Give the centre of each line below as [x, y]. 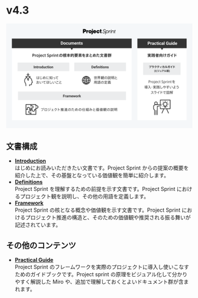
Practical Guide [34, 260]
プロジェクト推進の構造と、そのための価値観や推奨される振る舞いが [108, 218]
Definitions [29, 182]
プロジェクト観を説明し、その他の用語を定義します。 [85, 196]
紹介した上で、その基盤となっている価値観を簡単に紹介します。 [92, 176]
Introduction [30, 161]
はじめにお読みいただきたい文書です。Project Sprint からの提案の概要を [102, 168]
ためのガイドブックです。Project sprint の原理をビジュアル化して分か [98, 274]
